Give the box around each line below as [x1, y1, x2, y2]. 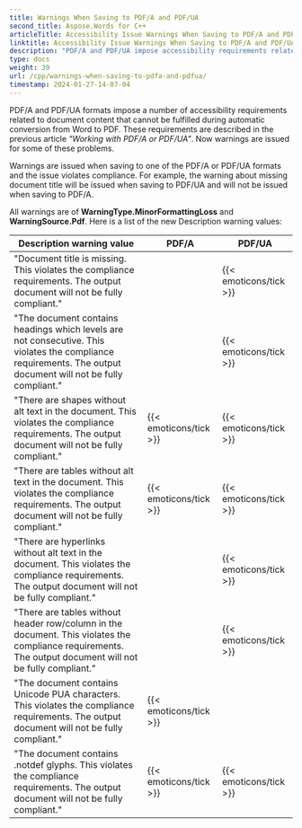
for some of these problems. [9, 143, 115, 154]
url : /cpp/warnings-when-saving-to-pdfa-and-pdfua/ [9, 72, 207, 81]
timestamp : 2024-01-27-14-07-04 [9, 80, 130, 89]
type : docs [9, 55, 50, 64]
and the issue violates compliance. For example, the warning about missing [9, 170, 288, 181]
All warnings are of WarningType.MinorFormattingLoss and [9, 206, 234, 216]
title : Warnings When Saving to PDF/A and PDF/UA [9, 13, 200, 22]
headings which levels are [13, 322, 124, 335]
